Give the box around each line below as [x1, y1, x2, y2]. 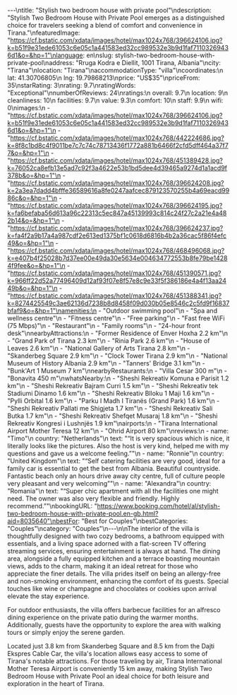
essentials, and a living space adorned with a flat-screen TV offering [7, 539, 207, 547]
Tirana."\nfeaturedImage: [7, 28, 80, 37]
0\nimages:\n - [7, 104, 51, 112]
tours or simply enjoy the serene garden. [7, 629, 126, 636]
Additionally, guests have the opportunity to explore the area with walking [7, 621, 221, 629]
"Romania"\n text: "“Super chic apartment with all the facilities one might [7, 487, 219, 495]
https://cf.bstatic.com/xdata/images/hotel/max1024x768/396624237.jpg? [10, 224, 224, 232]
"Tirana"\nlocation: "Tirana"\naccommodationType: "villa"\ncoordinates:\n [7, 66, 224, 74]
